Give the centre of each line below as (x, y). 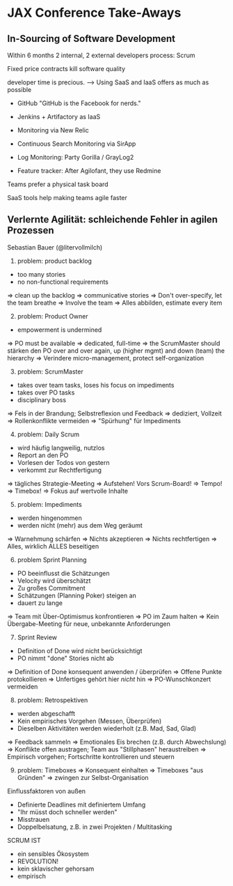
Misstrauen (33, 819)
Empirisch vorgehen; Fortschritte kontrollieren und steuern (91, 756)
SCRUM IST (24, 840)
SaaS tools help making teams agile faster (67, 198)
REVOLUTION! (38, 861)
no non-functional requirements (63, 282)
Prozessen (31, 230)
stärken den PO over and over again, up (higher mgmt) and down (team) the (116, 351)
